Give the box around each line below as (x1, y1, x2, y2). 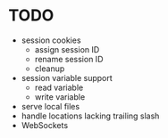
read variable (34, 82, 84, 93)
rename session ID (34, 53, 104, 64)
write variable (34, 91, 86, 102)
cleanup (34, 63, 65, 74)
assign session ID (34, 44, 100, 54)
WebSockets (21, 119, 69, 130)
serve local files (21, 101, 80, 111)
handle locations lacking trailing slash (21, 110, 160, 121)
